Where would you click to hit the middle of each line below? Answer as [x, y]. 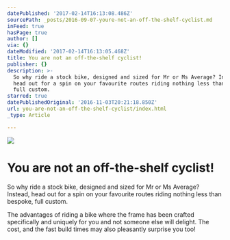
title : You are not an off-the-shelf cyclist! [75, 58]
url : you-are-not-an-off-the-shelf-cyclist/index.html [87, 109]
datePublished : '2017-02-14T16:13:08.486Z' [70, 13]
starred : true [27, 96]
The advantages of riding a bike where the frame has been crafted [101, 214]
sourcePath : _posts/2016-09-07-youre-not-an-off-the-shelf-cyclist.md [110, 20]
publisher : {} [27, 64]
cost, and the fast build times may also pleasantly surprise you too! [102, 229]
